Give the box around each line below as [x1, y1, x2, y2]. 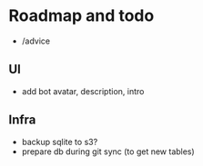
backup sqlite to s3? [21, 136, 98, 147]
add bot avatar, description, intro [21, 85, 145, 96]
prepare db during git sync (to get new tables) [21, 146, 195, 157]
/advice [21, 35, 51, 46]
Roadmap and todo [8, 5, 155, 26]
